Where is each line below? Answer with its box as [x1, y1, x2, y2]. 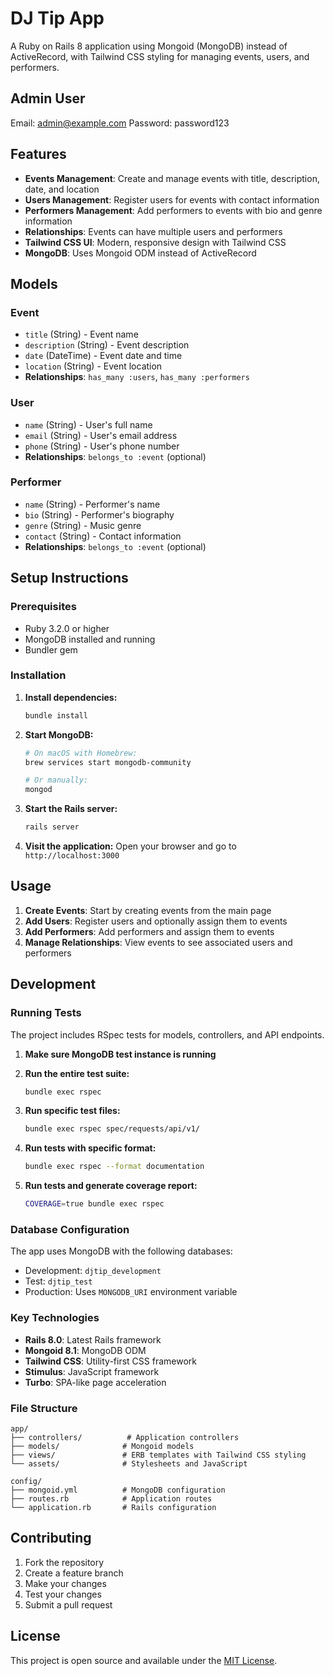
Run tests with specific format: [24, 1142, 157, 1154]
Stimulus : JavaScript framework [24, 1365, 160, 1377]
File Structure [10, 1401, 78, 1415]
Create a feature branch [24, 1567, 124, 1579]
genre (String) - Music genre [24, 519, 142, 531]
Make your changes [24, 1577, 107, 1589]
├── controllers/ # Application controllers [10, 1432, 240, 1442]
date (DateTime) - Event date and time [24, 350, 183, 362]
